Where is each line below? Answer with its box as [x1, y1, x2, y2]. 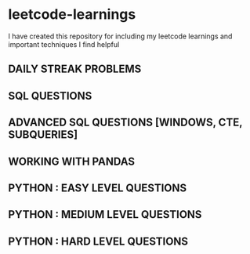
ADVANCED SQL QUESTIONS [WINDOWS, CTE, [8, 116, 243, 129]
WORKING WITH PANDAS [8, 154, 136, 168]
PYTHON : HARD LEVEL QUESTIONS [8, 234, 189, 248]
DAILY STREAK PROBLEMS [8, 63, 142, 76]
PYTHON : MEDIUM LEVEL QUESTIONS [8, 208, 202, 221]
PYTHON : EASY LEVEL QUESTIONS [8, 181, 187, 194]
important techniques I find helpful [8, 39, 120, 49]
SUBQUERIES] [8, 128, 78, 142]
